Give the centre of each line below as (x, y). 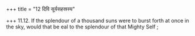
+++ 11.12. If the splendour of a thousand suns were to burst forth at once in (97, 21)
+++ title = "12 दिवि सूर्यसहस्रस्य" (41, 9)
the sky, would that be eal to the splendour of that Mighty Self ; (82, 27)
